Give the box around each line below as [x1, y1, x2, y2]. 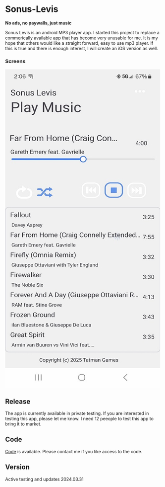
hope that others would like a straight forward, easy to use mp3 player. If [5, 40, 154, 46]
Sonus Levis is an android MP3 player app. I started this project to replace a [5, 29, 160, 35]
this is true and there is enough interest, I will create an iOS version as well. [5, 45, 159, 51]
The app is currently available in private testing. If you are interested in [5, 410, 149, 416]
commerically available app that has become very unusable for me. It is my [5, 35, 158, 41]
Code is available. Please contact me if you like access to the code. [5, 448, 143, 454]
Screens [5, 58, 26, 65]
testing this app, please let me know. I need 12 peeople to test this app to [5, 416, 154, 422]
